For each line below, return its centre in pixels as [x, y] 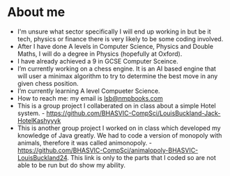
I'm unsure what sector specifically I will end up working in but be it [114, 31]
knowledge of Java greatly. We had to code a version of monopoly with [120, 135]
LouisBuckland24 [42, 157]
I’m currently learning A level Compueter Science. [89, 91]
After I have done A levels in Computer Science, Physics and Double [115, 46]
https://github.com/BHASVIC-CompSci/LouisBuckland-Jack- [133, 113]
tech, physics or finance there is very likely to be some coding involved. [120, 38]
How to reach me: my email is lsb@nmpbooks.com [90, 98]
